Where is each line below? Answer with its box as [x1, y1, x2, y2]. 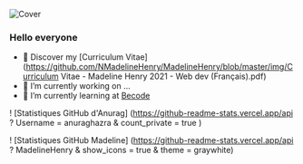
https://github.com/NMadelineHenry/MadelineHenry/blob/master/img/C [25, 62, 293, 72]
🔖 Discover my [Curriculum [22, 52, 124, 63]
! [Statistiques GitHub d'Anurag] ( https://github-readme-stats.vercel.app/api [9, 108, 293, 119]
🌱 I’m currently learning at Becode [22, 91, 151, 101]
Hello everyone [9, 31, 78, 43]
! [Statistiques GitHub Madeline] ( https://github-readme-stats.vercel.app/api [9, 135, 294, 146]
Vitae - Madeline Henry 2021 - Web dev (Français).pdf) [60, 71, 267, 82]
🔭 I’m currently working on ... [22, 81, 131, 92]
